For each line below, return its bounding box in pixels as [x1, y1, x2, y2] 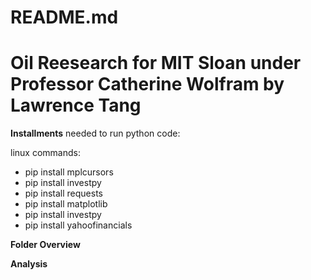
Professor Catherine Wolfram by [10, 73, 285, 96]
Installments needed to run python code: [10, 127, 181, 140]
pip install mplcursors [24, 166, 114, 178]
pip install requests [24, 187, 103, 200]
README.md [10, 6, 119, 29]
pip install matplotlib [24, 198, 108, 210]
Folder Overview [10, 239, 81, 251]
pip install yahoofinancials [24, 219, 133, 231]
